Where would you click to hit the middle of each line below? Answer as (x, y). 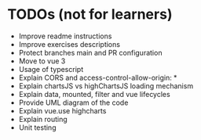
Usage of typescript (51, 69)
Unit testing (37, 127)
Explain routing (43, 119)
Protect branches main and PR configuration (90, 52)
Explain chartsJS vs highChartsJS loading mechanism (106, 86)
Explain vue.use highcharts (62, 110)
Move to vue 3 (42, 61)
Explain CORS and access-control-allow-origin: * (98, 77)
